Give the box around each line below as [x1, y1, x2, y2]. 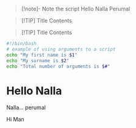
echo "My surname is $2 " [6, 57, 70, 63]
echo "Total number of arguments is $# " [6, 63, 111, 69]
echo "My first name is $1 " [6, 52, 78, 58]
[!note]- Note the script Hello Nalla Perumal [21, 5, 131, 12]
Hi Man [6, 116, 24, 123]
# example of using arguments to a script [6, 46, 116, 52]
